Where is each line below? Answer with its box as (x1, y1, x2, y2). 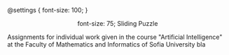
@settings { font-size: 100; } (7, 6, 88, 14)
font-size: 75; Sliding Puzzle (77, 19, 158, 27)
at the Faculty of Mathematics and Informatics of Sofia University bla (7, 40, 206, 48)
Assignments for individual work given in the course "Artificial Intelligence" (7, 33, 223, 41)
